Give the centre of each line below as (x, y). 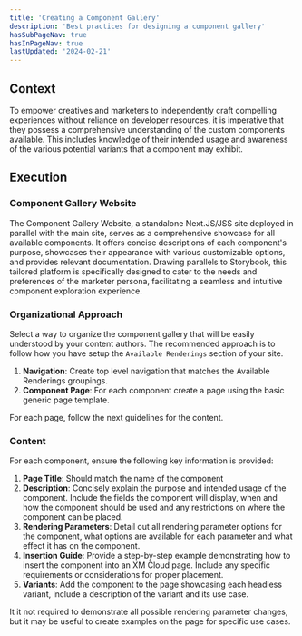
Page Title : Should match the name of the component (123, 479)
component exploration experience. (76, 291)
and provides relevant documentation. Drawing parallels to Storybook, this (148, 262)
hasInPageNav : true (46, 43)
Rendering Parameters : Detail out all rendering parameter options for (152, 527)
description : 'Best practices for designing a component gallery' (137, 26)
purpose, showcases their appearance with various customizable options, (147, 252)
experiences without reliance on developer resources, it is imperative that (146, 120)
